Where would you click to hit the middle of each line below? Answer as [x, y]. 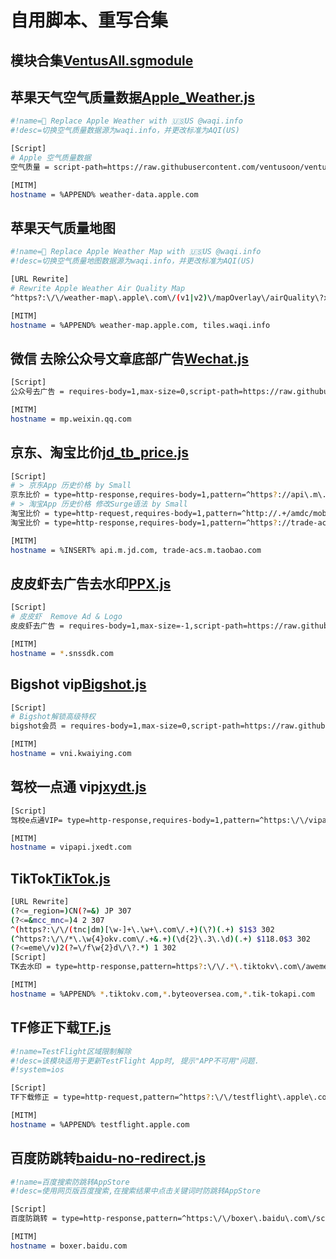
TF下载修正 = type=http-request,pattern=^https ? [110, 1097]
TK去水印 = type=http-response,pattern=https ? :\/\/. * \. [127, 967]
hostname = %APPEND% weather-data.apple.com [104, 194]
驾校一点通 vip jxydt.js [78, 787]
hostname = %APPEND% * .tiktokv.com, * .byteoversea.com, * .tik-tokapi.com [162, 994]
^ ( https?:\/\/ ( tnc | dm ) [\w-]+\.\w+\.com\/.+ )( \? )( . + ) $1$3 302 [142, 929]
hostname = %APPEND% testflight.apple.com [100, 1124]
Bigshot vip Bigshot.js [78, 684]
